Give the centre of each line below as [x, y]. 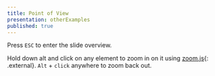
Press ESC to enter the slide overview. [60, 45]
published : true [30, 26]
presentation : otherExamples [49, 20]
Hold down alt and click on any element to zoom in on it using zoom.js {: [108, 58]
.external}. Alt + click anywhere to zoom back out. [79, 66]
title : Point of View [38, 13]
